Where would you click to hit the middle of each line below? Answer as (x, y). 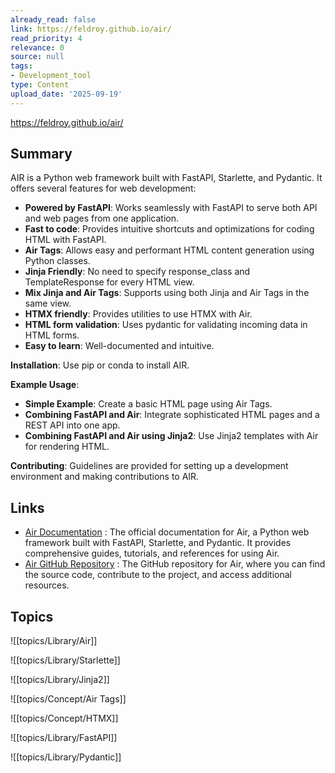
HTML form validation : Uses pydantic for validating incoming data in (166, 325)
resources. (47, 585)
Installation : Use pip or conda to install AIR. (100, 365)
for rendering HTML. (67, 447)
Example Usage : (45, 385)
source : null (37, 57)
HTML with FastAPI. (65, 240)
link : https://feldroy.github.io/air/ (91, 29)
